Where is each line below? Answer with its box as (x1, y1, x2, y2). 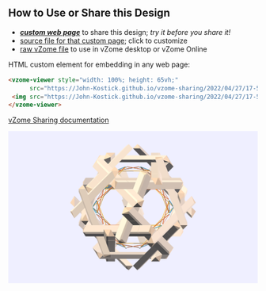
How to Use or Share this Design (8, 6, 170, 20)
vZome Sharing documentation (8, 115, 109, 125)
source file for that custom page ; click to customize (19, 36, 188, 45)
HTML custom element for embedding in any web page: (8, 59, 191, 69)
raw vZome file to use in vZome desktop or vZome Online (19, 44, 207, 54)
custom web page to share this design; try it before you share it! (19, 27, 231, 36)
